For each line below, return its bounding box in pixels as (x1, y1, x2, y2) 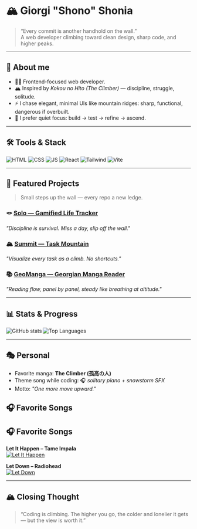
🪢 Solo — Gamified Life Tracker (6, 209, 98, 217)
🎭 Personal (6, 351, 50, 361)
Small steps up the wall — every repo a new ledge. (20, 194, 143, 201)
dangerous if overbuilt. (14, 108, 70, 115)
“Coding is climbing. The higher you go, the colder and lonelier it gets (20, 510, 189, 517)
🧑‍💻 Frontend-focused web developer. (14, 78, 106, 85)
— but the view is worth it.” (20, 517, 86, 524)
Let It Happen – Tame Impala (6, 445, 76, 452)
